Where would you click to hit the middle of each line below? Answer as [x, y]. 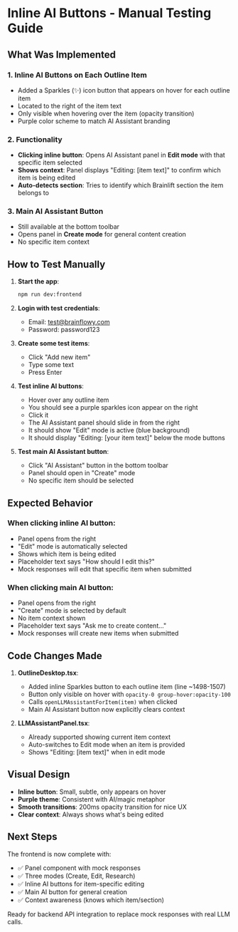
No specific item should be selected [81, 481]
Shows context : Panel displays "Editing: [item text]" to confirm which [119, 170]
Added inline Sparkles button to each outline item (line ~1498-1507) [127, 686]
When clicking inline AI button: [61, 523]
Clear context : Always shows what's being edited [91, 814]
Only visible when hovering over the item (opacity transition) [106, 113]
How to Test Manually [56, 264]
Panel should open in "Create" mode [82, 473]
